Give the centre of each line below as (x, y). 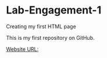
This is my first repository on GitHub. (50, 37)
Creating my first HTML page (41, 26)
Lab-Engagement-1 (54, 10)
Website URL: (23, 49)
